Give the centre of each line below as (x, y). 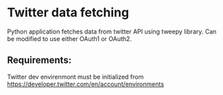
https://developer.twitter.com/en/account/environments (86, 84)
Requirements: (39, 60)
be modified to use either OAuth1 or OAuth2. (70, 38)
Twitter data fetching (68, 13)
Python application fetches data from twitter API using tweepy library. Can (112, 31)
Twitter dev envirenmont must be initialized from (75, 77)
